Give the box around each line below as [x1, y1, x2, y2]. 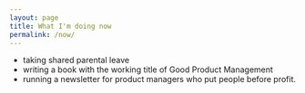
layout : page [9, 13, 59, 23]
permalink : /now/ [9, 30, 76, 39]
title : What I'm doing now [9, 22, 112, 31]
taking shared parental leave [22, 55, 130, 66]
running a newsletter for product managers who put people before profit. [22, 74, 297, 85]
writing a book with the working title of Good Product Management [22, 64, 273, 75]
